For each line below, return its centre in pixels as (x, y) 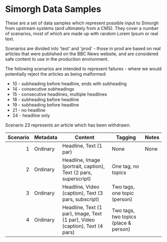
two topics (124, 217)
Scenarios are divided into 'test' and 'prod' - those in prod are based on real (83, 48)
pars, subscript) (81, 199)
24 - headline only (31, 115)
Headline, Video (81, 187)
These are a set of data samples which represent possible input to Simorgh (82, 23)
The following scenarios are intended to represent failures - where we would (83, 69)
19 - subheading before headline (46, 105)
